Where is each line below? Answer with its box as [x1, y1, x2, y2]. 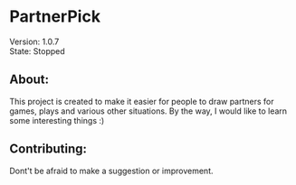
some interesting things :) [9, 115, 105, 125]
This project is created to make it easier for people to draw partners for [9, 96, 274, 106]
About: [9, 72, 50, 88]
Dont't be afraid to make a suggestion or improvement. [9, 165, 215, 176]
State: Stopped [9, 45, 65, 56]
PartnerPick [9, 6, 101, 27]
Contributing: [9, 142, 88, 157]
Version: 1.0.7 [9, 36, 60, 47]
